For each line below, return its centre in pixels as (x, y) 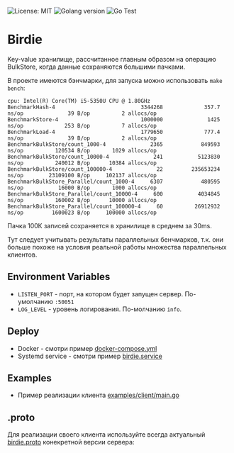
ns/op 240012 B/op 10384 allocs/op (82, 163)
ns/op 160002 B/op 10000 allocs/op (82, 200)
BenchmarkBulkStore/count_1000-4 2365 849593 (114, 144)
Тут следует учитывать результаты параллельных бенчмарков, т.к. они (116, 239)
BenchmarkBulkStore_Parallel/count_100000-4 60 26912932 (114, 206)
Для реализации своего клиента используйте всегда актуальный (106, 435)
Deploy (23, 331)
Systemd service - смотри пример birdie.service (90, 356)
